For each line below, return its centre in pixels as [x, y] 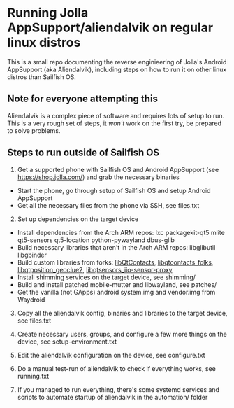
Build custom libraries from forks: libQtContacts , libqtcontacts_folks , [115, 262]
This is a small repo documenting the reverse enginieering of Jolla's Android [117, 62]
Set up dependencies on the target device [78, 219]
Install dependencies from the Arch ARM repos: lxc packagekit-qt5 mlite [121, 232]
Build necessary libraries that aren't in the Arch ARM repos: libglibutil [116, 247]
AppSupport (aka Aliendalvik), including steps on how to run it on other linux [117, 69]
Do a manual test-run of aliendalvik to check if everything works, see [117, 368]
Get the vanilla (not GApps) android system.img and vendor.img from [116, 292]
